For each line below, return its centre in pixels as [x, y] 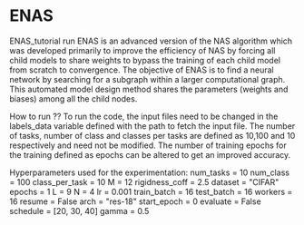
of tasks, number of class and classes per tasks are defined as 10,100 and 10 [152, 135]
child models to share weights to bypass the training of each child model [145, 60]
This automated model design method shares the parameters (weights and [149, 89]
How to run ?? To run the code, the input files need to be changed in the [144, 116]
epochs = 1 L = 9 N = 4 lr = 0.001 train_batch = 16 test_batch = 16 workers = [151, 191]
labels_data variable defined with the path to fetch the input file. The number [152, 126]
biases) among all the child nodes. [74, 98]
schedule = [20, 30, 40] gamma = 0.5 [79, 210]
